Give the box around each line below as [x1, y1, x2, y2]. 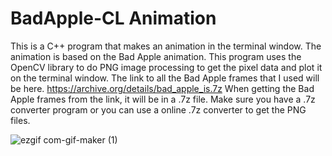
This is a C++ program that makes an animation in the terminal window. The [10, 40, 322, 52]
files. [10, 114, 31, 126]
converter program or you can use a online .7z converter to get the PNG [10, 103, 307, 116]
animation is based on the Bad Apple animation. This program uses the [10, 50, 302, 62]
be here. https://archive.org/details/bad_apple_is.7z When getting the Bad [10, 82, 315, 94]
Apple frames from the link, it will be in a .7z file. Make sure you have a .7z [10, 93, 316, 105]
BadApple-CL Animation [10, 7, 217, 30]
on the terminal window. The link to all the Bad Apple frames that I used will [10, 72, 320, 84]
